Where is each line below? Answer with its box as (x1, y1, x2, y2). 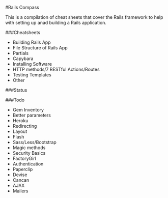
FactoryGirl (12, 155, 37, 161)
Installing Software (12, 61, 52, 67)
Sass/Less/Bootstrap (12, 139, 57, 145)
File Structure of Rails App (12, 45, 68, 50)
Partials (12, 50, 29, 56)
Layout (12, 128, 27, 134)
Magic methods (12, 145, 46, 151)
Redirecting (12, 123, 37, 129)
